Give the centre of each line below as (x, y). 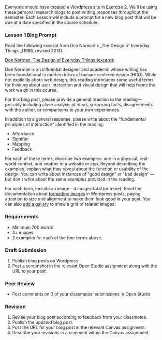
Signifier (20, 139)
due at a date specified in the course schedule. (52, 22)
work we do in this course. (31, 90)
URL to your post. (29, 271)
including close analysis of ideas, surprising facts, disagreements (88, 105)
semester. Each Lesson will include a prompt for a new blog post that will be (81, 17)
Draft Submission (26, 250)
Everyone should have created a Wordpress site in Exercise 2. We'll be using (81, 7)
